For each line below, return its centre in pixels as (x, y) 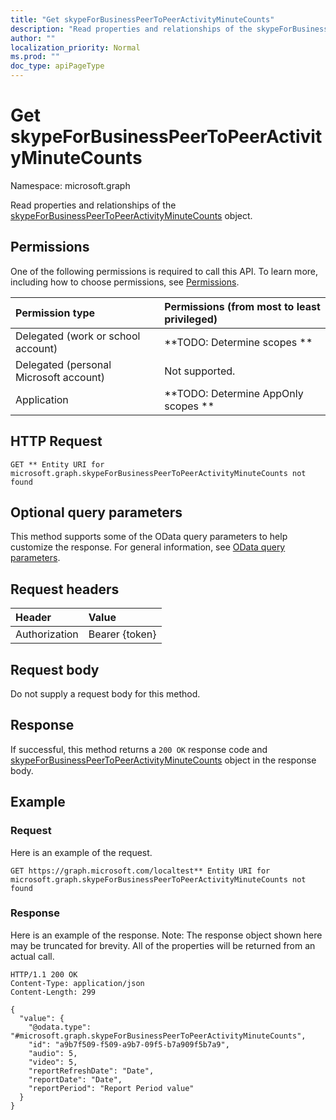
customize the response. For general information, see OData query (148, 547)
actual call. (32, 956)
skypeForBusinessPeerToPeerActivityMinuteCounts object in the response (163, 760)
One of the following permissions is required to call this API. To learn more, (164, 271)
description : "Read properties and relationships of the (131, 29)
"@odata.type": (60, 1027)
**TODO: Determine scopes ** (238, 342)
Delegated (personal (63, 364)
